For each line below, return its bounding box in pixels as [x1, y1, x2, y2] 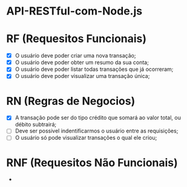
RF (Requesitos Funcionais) [6, 32, 147, 46]
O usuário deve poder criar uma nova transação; [15, 52, 136, 59]
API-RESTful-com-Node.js [6, 4, 143, 18]
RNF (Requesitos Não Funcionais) [6, 156, 179, 169]
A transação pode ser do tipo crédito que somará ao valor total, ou [15, 114, 182, 122]
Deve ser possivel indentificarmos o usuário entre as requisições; [15, 127, 179, 134]
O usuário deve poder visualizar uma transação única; [15, 73, 150, 80]
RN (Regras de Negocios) [6, 94, 136, 108]
